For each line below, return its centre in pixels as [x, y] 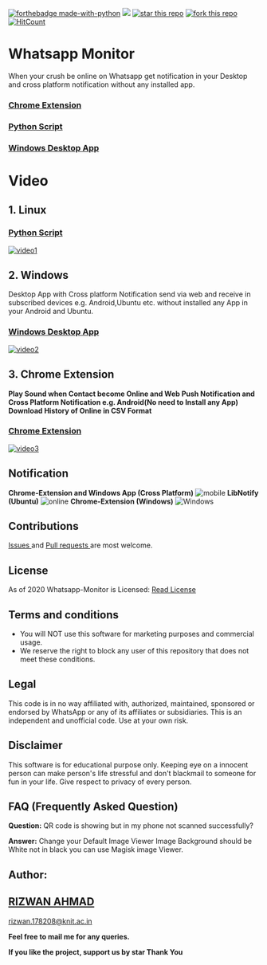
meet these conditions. [57, 659]
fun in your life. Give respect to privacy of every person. [100, 782]
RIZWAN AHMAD [51, 902]
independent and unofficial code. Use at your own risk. [98, 720]
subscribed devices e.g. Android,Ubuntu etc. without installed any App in [128, 303]
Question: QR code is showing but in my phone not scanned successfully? [131, 826]
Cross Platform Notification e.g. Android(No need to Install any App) [124, 402]
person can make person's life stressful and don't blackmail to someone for [132, 773]
